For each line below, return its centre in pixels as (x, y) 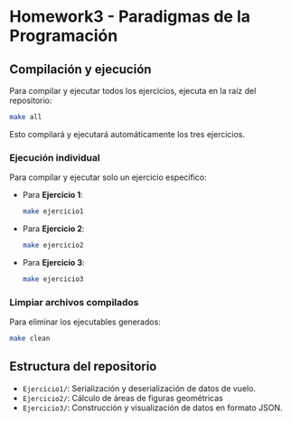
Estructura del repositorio (83, 366)
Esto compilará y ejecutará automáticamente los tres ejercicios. (127, 134)
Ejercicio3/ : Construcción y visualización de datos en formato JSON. (152, 408)
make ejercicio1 (53, 211)
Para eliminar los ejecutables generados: (85, 322)
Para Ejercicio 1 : (52, 195)
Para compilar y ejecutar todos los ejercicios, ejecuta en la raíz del (133, 91)
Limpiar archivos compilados (74, 302)
